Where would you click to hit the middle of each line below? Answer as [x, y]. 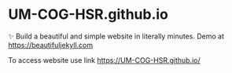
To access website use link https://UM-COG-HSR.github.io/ [104, 60]
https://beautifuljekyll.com [50, 45]
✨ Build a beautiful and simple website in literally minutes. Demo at [116, 36]
